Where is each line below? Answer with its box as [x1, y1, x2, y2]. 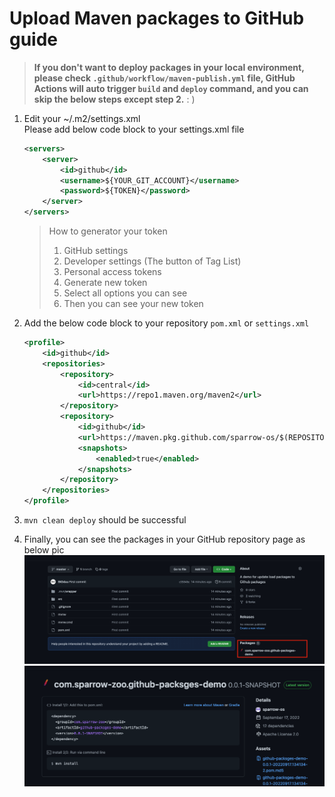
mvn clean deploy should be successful [23, 514, 187, 526]
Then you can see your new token [63, 298, 204, 310]
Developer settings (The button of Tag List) [63, 255, 242, 267]
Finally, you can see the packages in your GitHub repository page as [23, 533, 306, 546]
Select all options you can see [63, 287, 188, 299]
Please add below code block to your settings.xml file [23, 123, 245, 135]
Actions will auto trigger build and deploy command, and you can [33, 82, 309, 94]
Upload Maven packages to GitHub [9, 7, 305, 30]
